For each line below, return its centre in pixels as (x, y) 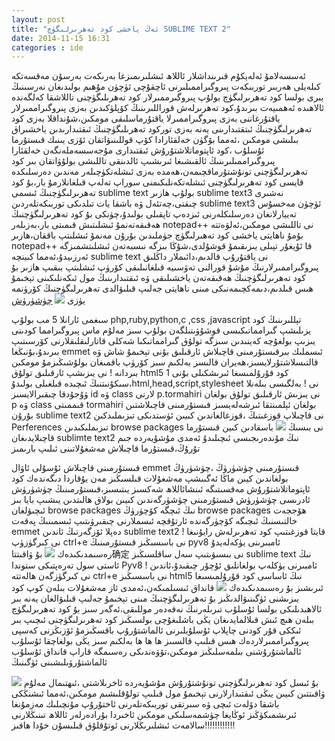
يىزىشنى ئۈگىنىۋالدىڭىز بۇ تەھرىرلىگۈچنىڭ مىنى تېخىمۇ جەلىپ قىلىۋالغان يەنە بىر (155, 598)
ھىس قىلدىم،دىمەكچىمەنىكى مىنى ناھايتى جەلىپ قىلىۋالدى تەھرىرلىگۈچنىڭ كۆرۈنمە (162, 288)
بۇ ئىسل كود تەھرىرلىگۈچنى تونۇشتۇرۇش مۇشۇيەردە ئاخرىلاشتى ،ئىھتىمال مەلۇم (171, 683)
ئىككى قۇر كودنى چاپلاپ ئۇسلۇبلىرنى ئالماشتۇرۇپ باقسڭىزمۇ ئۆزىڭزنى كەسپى (156, 630)
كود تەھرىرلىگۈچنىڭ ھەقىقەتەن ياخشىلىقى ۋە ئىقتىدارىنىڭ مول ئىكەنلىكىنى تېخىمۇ (158, 278)
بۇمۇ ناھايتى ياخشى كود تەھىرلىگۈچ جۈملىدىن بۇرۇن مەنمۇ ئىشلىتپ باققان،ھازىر (157, 235)
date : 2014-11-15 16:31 (61, 38)
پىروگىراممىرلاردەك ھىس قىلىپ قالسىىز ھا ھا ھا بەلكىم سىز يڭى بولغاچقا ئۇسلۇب (160, 641)
